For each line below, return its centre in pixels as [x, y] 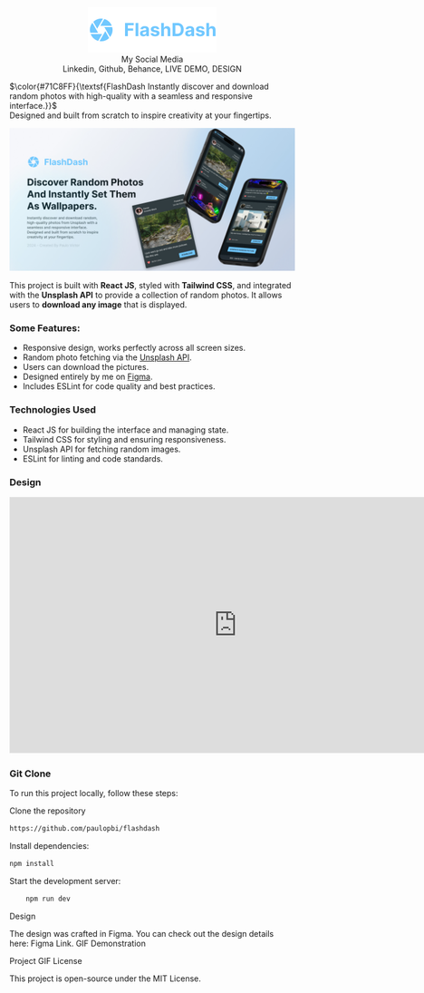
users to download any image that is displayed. [98, 305]
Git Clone [30, 774]
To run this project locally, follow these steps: [94, 793]
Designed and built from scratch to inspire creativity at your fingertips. [140, 115]
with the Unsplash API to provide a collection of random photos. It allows [146, 295]
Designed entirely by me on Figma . [87, 377]
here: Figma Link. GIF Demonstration [78, 943]
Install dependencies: [49, 846]
